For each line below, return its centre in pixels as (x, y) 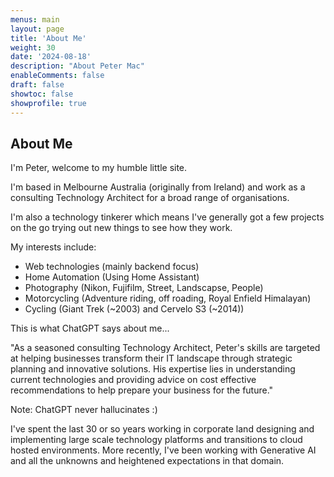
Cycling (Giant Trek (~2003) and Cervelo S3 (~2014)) (134, 309)
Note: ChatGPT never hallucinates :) (84, 410)
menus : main (35, 19)
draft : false (37, 85)
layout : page (37, 29)
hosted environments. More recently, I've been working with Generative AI (163, 450)
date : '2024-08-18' (51, 57)
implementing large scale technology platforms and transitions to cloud (156, 440)
